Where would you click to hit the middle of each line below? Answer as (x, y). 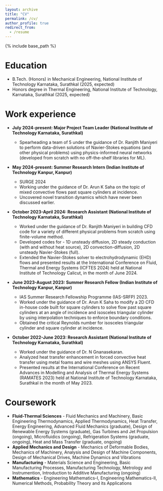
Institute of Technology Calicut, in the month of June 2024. (78, 273)
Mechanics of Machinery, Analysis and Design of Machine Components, (84, 452)
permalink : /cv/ (21, 18)
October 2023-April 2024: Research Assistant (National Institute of (82, 211)
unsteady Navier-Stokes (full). (49, 252)
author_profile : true (27, 23)
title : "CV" (17, 14)
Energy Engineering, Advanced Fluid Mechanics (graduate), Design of (82, 426)
